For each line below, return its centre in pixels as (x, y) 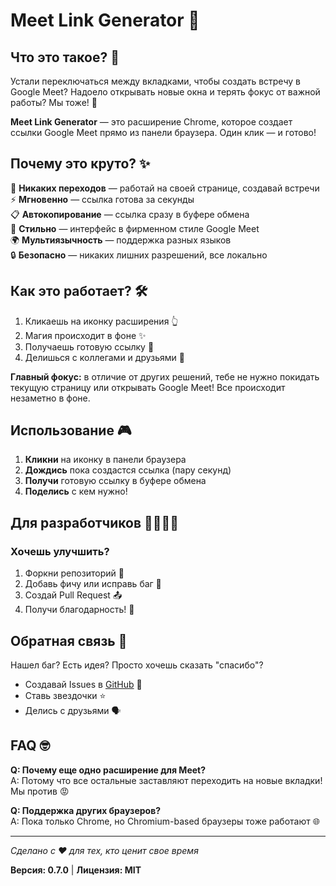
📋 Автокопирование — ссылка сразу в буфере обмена (130, 214)
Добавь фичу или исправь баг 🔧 (93, 584)
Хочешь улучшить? (60, 551)
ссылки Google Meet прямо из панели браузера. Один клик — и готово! (163, 132)
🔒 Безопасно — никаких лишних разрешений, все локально (139, 255)
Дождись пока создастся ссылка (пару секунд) (128, 470)
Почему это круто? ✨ (80, 164)
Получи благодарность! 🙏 (79, 610)
